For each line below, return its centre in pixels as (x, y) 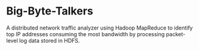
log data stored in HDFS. (49, 40)
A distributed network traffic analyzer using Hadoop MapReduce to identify (99, 28)
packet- (175, 34)
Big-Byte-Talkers (50, 11)
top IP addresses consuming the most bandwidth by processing (85, 34)
